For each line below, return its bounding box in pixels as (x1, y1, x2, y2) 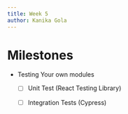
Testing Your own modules (17, 70, 94, 79)
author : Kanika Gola (7, 17, 68, 24)
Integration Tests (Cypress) (27, 98, 107, 106)
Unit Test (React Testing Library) (27, 84, 122, 92)
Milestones (7, 47, 73, 63)
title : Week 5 (7, 10, 49, 18)
